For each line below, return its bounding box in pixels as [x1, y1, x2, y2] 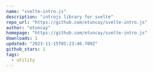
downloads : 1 [6, 35, 38, 41]
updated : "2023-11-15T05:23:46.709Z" [6, 41, 98, 47]
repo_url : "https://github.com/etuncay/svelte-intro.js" [6, 19, 148, 25]
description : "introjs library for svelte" [6, 14, 114, 20]
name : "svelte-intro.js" [6, 8, 67, 15]
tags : [6, 52, 19, 57]
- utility [11, 57, 35, 63]
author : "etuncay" [6, 24, 51, 31]
